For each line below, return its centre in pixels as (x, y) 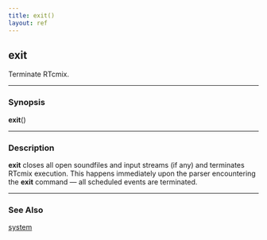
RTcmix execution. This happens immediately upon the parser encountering (132, 173)
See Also (26, 210)
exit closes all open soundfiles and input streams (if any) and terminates (126, 165)
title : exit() (32, 15)
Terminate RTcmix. (39, 74)
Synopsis (27, 103)
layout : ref (28, 23)
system (20, 227)
